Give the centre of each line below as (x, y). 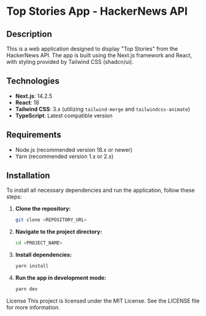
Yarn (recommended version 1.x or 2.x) (64, 156)
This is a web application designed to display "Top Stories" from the (92, 49)
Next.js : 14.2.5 (34, 96)
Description (29, 34)
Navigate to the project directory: (59, 232)
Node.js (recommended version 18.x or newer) (74, 149)
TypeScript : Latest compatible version (64, 116)
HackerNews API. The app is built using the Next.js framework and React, (99, 55)
